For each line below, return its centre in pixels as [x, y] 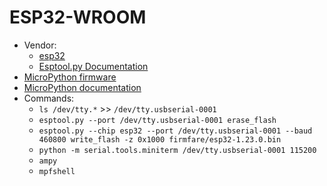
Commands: [49, 98]
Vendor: [40, 45]
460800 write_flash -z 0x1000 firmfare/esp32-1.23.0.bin [160, 139]
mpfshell [57, 171]
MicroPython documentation [82, 87]
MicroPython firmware [70, 77]
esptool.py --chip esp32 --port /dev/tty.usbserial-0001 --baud [175, 131]
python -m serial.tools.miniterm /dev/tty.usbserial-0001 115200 [177, 150]
